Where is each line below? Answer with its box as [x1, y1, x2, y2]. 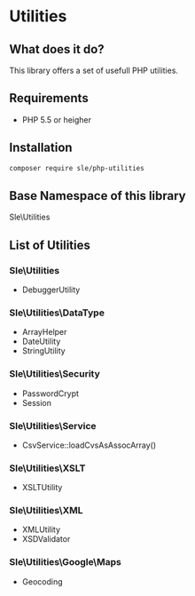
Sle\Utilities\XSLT [9, 462, 86, 474]
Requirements [9, 91, 89, 106]
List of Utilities [9, 237, 90, 252]
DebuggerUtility [21, 284, 81, 295]
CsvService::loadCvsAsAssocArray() [21, 440, 157, 450]
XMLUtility [21, 524, 60, 535]
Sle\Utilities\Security [9, 368, 100, 380]
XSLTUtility [21, 482, 63, 493]
